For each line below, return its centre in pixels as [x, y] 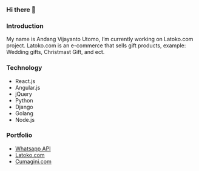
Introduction [25, 25]
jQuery [23, 94]
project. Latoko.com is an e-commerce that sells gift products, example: [96, 45]
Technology [24, 68]
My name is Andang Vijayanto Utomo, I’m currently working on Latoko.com [100, 39]
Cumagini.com [33, 161]
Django [24, 107]
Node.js [25, 119]
